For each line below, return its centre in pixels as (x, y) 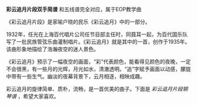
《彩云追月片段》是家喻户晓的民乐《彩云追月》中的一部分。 (78, 22)
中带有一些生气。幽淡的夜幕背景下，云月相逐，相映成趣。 (76, 76)
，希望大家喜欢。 (38, 96)
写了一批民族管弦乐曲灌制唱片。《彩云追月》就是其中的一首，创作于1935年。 (98, 42)
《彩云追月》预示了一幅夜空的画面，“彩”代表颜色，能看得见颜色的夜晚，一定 (98, 62)
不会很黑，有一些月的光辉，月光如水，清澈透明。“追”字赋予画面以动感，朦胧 (98, 69)
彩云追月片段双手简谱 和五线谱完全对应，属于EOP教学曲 (74, 9)
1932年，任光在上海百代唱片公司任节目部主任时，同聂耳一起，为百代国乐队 (97, 34)
